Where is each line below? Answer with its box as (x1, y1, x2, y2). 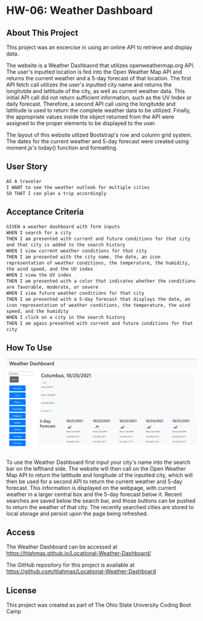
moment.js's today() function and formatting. (6, 144, 118, 151)
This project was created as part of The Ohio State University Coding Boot (6, 602, 192, 609)
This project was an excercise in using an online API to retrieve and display (6, 43, 193, 51)
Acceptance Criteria (6, 207, 84, 217)
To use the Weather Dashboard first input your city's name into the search (6, 459, 191, 466)
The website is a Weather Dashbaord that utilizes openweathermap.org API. (6, 62, 195, 69)
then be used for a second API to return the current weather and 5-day (6, 478, 182, 485)
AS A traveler (6, 178, 42, 184)
